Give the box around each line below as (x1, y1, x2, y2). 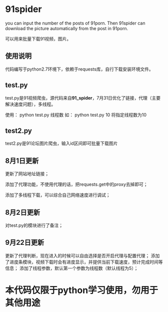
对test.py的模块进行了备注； (5, 222, 63, 228)
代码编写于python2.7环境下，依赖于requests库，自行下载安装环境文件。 (5, 66, 153, 72)
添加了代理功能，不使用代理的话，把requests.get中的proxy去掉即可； (5, 181, 148, 187)
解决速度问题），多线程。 (5, 101, 56, 107)
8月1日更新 (5, 156, 39, 165)
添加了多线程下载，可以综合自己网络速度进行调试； (5, 192, 110, 198)
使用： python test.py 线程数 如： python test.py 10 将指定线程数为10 (5, 112, 146, 118)
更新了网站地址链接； (5, 171, 49, 177)
